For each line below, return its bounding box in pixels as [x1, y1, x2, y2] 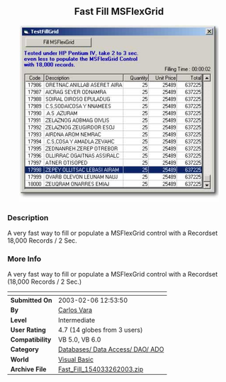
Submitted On [10, 296, 52, 305]
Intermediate [57, 316, 96, 324]
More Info [7, 254, 42, 264]
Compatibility [10, 335, 52, 344]
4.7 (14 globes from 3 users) [57, 325, 143, 334]
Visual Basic [57, 355, 94, 364]
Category [10, 345, 39, 354]
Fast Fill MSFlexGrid [74, 6, 164, 18]
